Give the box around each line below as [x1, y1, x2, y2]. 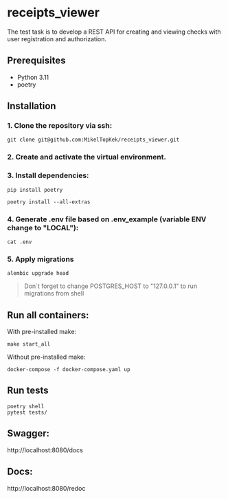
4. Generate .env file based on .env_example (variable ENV [7, 214, 207, 224]
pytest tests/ [7, 409, 48, 416]
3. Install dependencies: [7, 170, 89, 180]
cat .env [7, 239, 32, 245]
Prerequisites [7, 55, 66, 67]
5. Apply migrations [7, 254, 74, 264]
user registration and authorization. [7, 34, 106, 43]
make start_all [7, 341, 51, 348]
